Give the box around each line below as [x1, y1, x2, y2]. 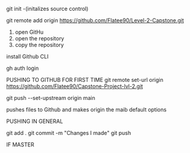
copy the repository [14, 42, 65, 48]
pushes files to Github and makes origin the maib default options [6, 106, 167, 113]
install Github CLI [6, 53, 49, 60]
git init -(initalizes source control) [6, 5, 89, 12]
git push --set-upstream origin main [6, 95, 95, 101]
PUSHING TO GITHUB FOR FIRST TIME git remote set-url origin [6, 76, 164, 83]
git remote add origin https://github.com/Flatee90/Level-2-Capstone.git [6, 17, 184, 23]
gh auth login [6, 64, 39, 72]
